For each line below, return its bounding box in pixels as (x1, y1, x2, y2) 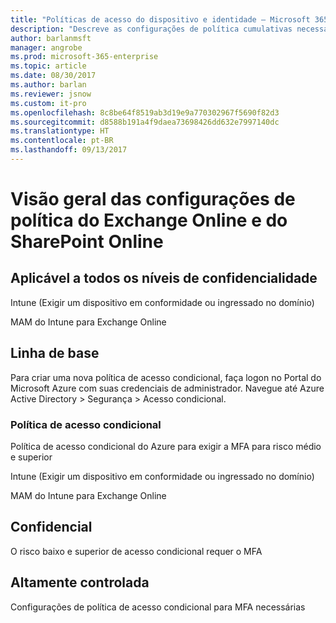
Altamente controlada (10, 574, 150, 591)
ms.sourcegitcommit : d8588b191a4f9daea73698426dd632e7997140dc (10, 117, 280, 127)
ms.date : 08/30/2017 (10, 71, 97, 81)
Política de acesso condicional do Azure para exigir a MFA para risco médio (10, 440, 322, 452)
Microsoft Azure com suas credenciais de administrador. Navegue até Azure (10, 382, 325, 394)
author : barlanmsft (10, 33, 92, 43)
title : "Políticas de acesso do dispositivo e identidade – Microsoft (10, 14, 311, 25)
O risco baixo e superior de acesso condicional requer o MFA (10, 545, 263, 557)
